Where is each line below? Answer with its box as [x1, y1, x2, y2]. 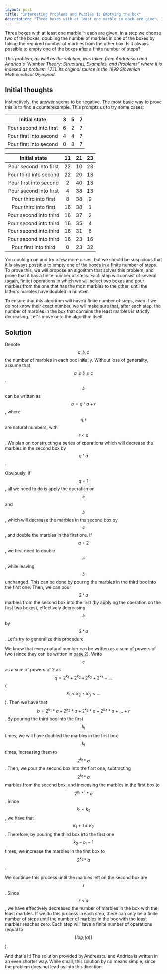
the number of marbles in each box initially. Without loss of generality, [5, 357, 148, 363]
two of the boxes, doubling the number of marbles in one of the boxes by [5, 35, 155, 41]
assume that [5, 362, 31, 368]
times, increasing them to [5, 749, 57, 755]
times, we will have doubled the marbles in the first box [5, 732, 118, 738]
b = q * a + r [71, 401, 96, 407]
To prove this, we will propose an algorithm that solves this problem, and [5, 267, 154, 273]
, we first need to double [5, 548, 56, 554]
